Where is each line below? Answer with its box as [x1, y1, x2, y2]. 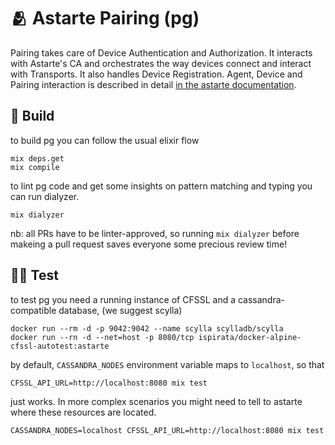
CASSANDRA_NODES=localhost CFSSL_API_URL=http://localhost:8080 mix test [10, 425, 325, 435]
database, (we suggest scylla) [58, 304, 183, 316]
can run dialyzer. [10, 190, 80, 202]
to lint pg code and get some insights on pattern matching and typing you [10, 180, 313, 192]
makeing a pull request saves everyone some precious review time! [10, 238, 288, 250]
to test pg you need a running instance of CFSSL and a [10, 293, 237, 305]
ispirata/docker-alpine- [198, 332, 302, 342]
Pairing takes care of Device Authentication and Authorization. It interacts [10, 46, 313, 59]
